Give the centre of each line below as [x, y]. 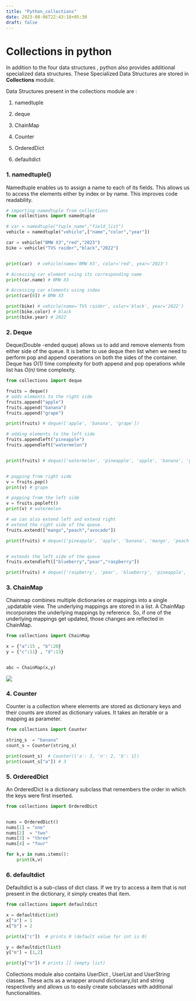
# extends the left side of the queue [53, 556]
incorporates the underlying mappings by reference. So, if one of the [89, 613]
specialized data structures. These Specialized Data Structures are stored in [97, 74]
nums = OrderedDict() [32, 822]
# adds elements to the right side [49, 397]
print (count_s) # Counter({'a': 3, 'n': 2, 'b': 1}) [73, 756]
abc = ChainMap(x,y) [31, 668]
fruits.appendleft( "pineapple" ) [45, 440]
